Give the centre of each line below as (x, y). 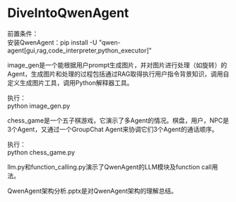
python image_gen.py (39, 106)
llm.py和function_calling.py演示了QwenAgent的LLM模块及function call (110, 167)
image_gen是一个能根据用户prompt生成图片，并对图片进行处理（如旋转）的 (117, 64)
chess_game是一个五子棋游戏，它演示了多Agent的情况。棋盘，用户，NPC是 (118, 120)
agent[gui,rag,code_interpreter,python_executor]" (79, 50)
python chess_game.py (41, 152)
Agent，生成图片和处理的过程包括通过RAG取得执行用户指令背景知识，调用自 (118, 74)
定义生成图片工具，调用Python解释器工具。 (70, 82)
